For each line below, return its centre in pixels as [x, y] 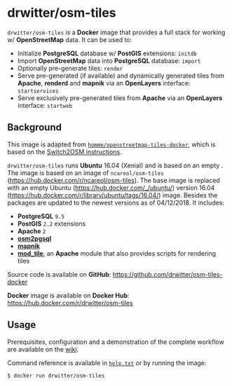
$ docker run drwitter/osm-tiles [56, 375]
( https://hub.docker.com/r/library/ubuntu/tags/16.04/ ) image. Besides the [112, 195]
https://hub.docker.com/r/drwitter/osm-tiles [70, 303]
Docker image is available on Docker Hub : [68, 295]
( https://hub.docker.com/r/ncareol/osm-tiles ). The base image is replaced [114, 180]
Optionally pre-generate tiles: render [70, 68]
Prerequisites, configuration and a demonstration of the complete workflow [116, 342]
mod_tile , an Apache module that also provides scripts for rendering [116, 253]
